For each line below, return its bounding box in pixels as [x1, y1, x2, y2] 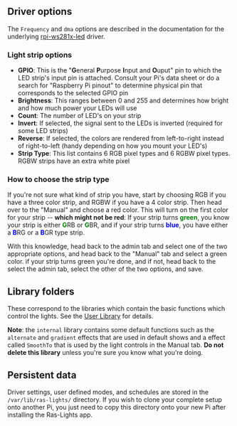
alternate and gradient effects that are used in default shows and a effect [7, 334, 226, 342]
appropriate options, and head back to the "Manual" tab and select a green [7, 250, 228, 258]
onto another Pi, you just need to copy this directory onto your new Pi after [7, 403, 226, 412]
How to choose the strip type [7, 174, 110, 184]
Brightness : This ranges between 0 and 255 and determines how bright [17, 96, 229, 105]
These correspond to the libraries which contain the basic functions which [7, 304, 226, 313]
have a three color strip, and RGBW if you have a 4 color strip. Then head [7, 198, 222, 207]
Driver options [7, 6, 73, 18]
